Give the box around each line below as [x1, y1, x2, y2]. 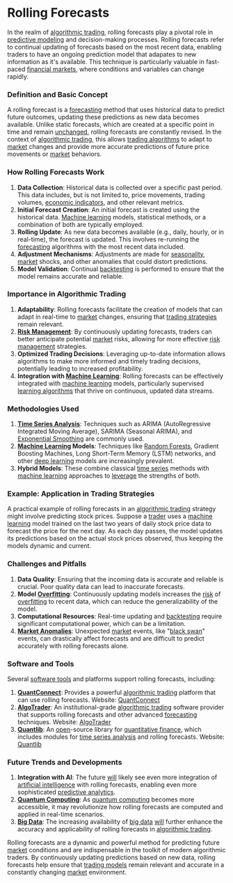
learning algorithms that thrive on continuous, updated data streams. [17, 386, 214, 395]
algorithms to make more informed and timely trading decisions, [17, 357, 201, 365]
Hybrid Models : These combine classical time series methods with [17, 464, 209, 473]
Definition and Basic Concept [7, 89, 109, 99]
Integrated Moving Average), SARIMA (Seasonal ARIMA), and [17, 427, 193, 436]
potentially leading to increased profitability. [17, 364, 144, 373]
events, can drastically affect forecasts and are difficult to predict [17, 634, 205, 642]
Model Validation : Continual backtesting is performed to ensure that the [17, 265, 225, 273]
